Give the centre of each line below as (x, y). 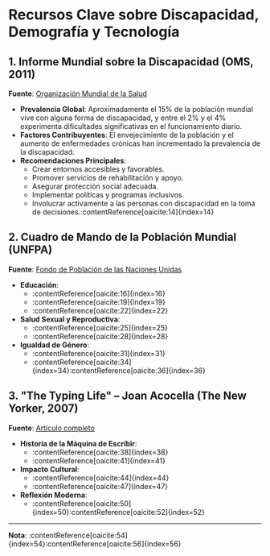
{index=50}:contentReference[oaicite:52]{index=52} (118, 512)
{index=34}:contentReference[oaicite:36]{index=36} (119, 370)
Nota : (18, 535)
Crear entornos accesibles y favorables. (98, 169)
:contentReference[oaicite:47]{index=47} (100, 486)
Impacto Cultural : (50, 469)
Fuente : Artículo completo (51, 428)
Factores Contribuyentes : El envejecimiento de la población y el (127, 135)
